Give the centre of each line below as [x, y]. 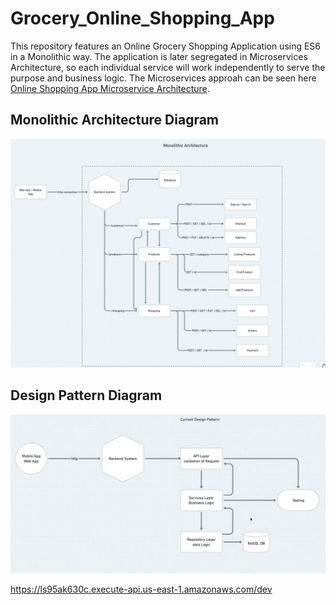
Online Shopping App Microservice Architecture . [110, 88]
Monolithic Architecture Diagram [115, 120]
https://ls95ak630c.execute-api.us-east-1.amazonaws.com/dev [141, 589]
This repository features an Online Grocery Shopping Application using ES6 [166, 46]
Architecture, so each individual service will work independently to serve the [168, 67]
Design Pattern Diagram [86, 395]
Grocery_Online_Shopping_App [142, 18]
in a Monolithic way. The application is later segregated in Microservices [159, 56]
